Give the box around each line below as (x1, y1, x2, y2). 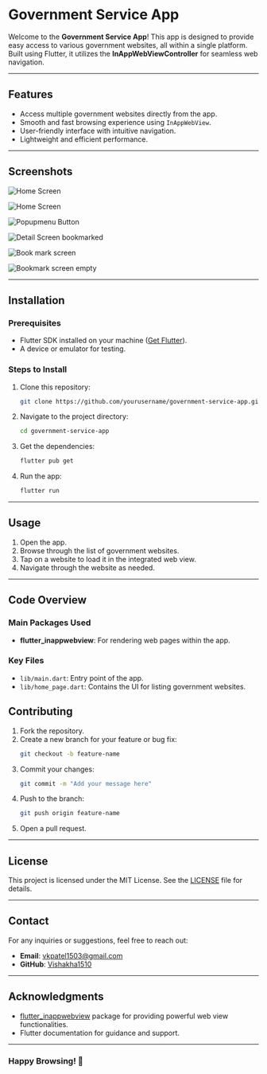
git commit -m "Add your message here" (19, 779, 153, 787)
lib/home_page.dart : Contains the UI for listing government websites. (19, 682, 246, 691)
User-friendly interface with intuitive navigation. (19, 126, 176, 135)
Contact (8, 914, 49, 928)
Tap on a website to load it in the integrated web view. (19, 554, 196, 564)
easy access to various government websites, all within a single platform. (8, 40, 248, 49)
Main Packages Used (8, 617, 91, 628)
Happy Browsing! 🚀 (8, 1055, 83, 1066)
